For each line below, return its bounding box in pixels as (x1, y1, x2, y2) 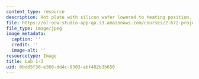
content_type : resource (6, 8, 65, 15)
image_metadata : (6, 31, 46, 37)
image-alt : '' (11, 48, 46, 53)
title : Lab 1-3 (6, 58, 44, 64)
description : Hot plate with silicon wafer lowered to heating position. (6, 14, 192, 20)
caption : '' (11, 36, 41, 42)
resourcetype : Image (6, 53, 57, 59)
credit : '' (11, 42, 38, 48)
